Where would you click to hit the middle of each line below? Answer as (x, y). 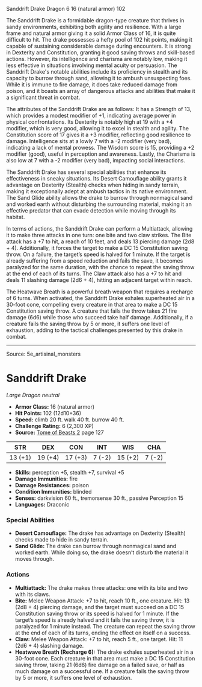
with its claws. (32, 594)
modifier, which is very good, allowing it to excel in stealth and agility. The (98, 128)
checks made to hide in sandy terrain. (62, 540)
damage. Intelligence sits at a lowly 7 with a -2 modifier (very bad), (89, 141)
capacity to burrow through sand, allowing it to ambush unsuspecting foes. (99, 78)
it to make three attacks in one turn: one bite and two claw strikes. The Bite (99, 235)
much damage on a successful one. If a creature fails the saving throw (102, 671)
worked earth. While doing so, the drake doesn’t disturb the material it (102, 552)
